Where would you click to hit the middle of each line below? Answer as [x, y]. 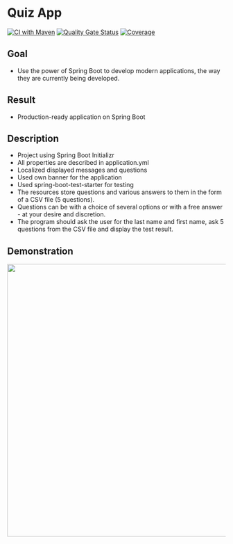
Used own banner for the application [70, 177]
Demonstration [41, 251]
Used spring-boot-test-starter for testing [75, 185]
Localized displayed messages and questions [82, 170]
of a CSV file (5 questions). [56, 200]
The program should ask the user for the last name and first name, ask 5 [120, 222]
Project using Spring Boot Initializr [66, 155]
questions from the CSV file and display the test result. [95, 229]
